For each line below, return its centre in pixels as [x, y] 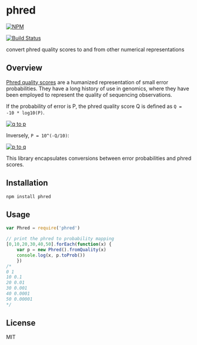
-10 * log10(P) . [26, 112]
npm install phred [29, 196]
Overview [24, 68]
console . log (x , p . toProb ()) [51, 255]
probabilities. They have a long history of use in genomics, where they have [98, 88]
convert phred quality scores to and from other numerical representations [95, 49]
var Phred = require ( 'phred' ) [43, 228]
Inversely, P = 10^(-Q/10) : [38, 135]
